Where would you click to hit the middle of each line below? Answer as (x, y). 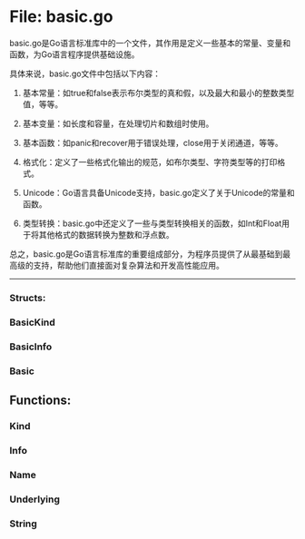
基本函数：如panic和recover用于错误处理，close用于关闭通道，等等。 (152, 142)
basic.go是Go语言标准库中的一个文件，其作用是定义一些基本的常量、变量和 (150, 43)
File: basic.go (61, 17)
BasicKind (33, 322)
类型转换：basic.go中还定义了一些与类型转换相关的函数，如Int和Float (152, 223)
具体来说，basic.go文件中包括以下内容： (85, 73)
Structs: (28, 298)
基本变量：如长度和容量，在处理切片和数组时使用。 (118, 123)
